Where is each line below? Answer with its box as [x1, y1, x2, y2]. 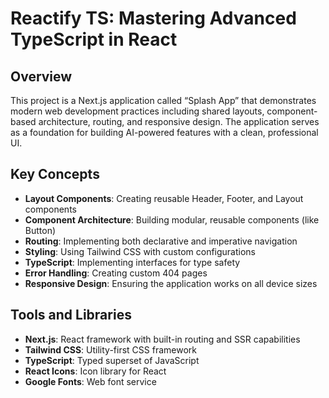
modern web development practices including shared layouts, [10, 105, 265, 117]
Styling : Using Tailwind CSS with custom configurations [24, 245, 256, 257]
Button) [24, 224, 57, 236]
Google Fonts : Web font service [24, 375, 157, 387]
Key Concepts [10, 166, 100, 183]
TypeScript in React [10, 28, 178, 51]
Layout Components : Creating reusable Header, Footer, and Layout [24, 192, 304, 204]
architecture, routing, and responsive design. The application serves [38, 116, 320, 127]
